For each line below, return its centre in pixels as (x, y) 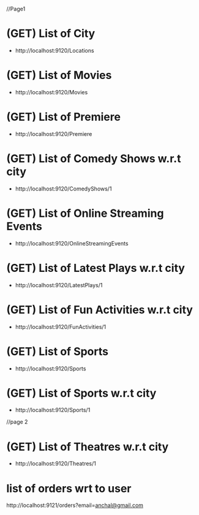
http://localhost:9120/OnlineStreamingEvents (72, 243)
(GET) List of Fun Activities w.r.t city (99, 310)
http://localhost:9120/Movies (51, 92)
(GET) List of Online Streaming (85, 213)
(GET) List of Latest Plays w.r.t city (96, 268)
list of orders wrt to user (69, 488)
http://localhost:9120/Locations (54, 50)
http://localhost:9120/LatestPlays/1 (59, 285)
